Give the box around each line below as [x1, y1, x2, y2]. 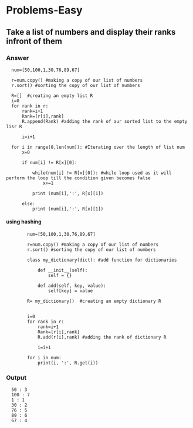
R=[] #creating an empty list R [11, 92, 93, 99]
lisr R [6, 123, 22, 129]
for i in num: [27, 355, 62, 361]
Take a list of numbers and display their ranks [6, 27, 176, 37]
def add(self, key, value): [37, 283, 107, 289]
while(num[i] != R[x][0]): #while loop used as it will [32, 170, 172, 176]
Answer [6, 53, 29, 62]
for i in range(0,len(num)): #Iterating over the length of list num [11, 144, 185, 150]
